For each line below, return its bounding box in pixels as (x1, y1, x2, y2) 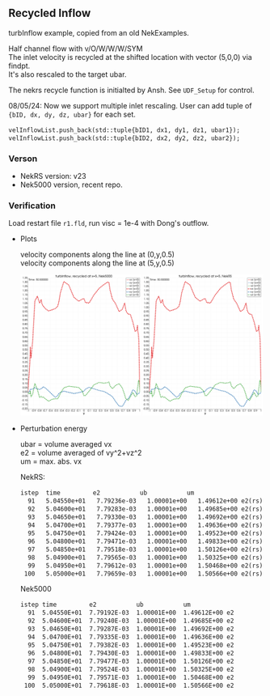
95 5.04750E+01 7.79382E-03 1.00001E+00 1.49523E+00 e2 (27, 641, 234, 650)
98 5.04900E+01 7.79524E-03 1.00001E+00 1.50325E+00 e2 (27, 665, 234, 674)
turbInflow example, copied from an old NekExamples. (8, 28, 190, 37)
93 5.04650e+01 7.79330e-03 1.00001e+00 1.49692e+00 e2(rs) (27, 513, 264, 521)
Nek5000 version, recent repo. (19, 180, 123, 189)
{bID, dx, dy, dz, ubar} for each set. (8, 109, 136, 119)
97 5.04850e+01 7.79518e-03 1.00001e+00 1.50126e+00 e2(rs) (27, 545, 264, 554)
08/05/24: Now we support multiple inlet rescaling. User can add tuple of (8, 100, 252, 110)
